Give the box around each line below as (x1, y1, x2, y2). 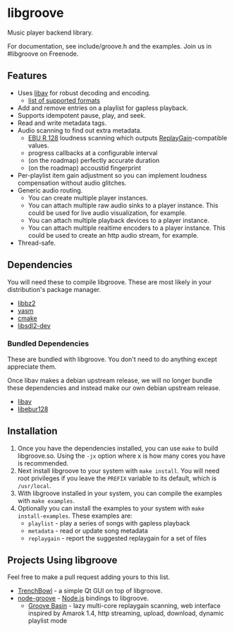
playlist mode (27, 616, 68, 625)
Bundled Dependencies (7, 339, 90, 348)
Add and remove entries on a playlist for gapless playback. (17, 104, 188, 112)
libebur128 (17, 404, 49, 413)
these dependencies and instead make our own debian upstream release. (7, 383, 221, 392)
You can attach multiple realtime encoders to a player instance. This (27, 224, 226, 232)
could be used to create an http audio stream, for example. (27, 231, 199, 239)
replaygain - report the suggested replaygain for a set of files (27, 534, 207, 542)
